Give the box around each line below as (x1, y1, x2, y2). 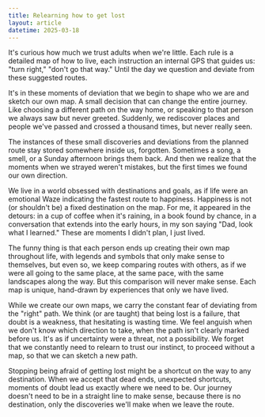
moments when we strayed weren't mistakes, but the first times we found (8, 163, 248, 172)
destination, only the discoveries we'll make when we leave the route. (8, 400, 235, 409)
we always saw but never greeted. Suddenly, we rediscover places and (8, 114, 240, 123)
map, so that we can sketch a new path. (8, 351, 138, 360)
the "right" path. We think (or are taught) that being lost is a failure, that (8, 309, 240, 318)
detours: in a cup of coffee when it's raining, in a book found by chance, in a (8, 211, 257, 221)
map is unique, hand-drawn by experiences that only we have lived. (8, 285, 229, 295)
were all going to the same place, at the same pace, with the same (8, 269, 224, 278)
